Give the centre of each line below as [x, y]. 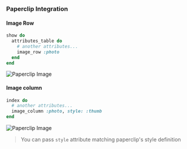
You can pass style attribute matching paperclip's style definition [101, 140]
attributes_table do [37, 41]
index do [17, 100]
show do [16, 35]
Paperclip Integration [37, 9]
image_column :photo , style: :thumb [57, 111]
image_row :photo [38, 52]
